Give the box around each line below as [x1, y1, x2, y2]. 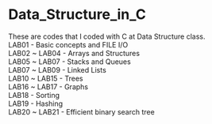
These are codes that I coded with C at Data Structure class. [8, 32, 206, 41]
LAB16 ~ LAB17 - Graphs [8, 81, 89, 92]
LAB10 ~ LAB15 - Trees [8, 73, 83, 83]
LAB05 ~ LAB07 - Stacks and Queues [8, 57, 131, 66]
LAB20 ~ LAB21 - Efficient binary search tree [8, 107, 155, 116]
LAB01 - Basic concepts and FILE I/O [8, 39, 129, 49]
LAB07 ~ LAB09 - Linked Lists [8, 65, 107, 74]
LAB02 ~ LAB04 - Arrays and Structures [8, 48, 141, 58]
